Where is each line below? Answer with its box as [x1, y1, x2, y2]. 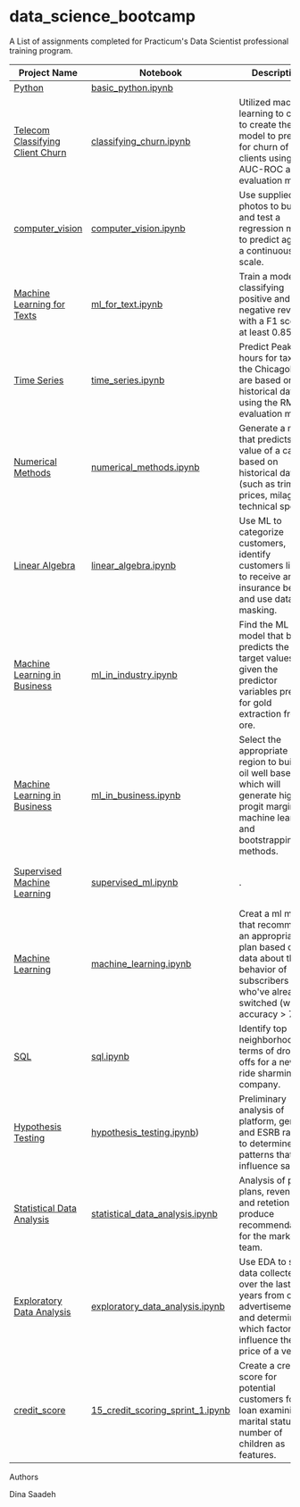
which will [238, 778, 281, 790]
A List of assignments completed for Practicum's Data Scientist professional [9, 36, 289, 46]
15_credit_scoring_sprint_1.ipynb [90, 1403, 230, 1416]
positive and [238, 292, 290, 304]
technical [238, 500, 279, 512]
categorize [238, 525, 284, 537]
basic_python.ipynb [90, 81, 174, 94]
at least [238, 326, 271, 338]
